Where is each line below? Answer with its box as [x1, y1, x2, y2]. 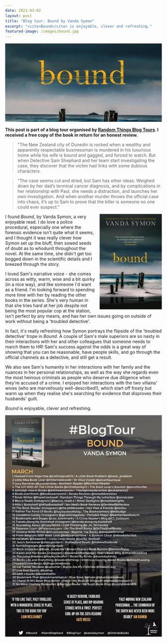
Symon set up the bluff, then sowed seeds [5, 240, 92, 246]
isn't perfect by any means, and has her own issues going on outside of [5, 313, 152, 319]
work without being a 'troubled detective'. [5, 319, 90, 324]
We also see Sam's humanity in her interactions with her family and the [5, 364, 151, 370]
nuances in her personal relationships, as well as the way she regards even [5, 369, 159, 375]
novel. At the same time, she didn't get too [5, 251, 92, 257]
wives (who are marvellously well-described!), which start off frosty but [5, 385, 152, 391]
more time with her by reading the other [5, 292, 87, 298]
